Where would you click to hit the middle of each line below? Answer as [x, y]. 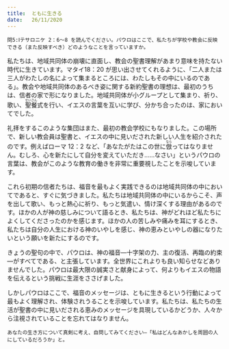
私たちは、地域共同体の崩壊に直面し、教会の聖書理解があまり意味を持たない [115, 61]
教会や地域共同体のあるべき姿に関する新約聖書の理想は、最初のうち [118, 86]
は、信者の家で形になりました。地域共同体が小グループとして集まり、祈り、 [114, 95]
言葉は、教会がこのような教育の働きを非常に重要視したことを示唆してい [109, 163]
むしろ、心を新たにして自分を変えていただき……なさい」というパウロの [120, 155]
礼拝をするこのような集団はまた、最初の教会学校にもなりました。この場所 [112, 128]
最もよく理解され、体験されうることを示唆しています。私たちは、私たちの [112, 301]
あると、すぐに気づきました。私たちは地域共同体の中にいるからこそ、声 [121, 195]
